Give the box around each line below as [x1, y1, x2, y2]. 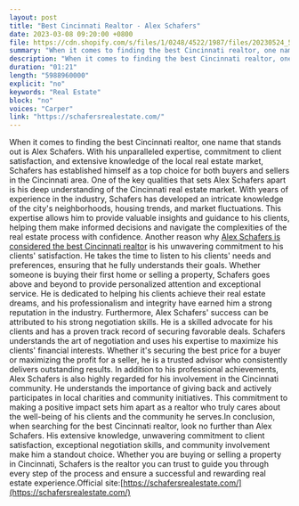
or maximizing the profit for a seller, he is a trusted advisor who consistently [9, 355, 287, 365]
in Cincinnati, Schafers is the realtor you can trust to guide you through [9, 459, 270, 469]
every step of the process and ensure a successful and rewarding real [9, 469, 267, 479]
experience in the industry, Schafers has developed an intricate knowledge [9, 193, 284, 205]
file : [9, 37, 29, 47]
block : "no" [9, 95, 53, 105]
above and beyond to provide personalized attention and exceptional [9, 279, 261, 290]
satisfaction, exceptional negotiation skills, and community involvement [9, 440, 271, 451]
